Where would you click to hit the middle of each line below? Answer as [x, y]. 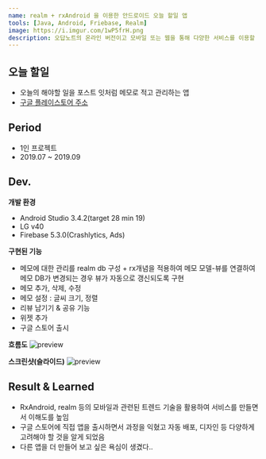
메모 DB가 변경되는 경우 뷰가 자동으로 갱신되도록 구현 [102, 278]
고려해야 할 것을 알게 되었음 [62, 437]
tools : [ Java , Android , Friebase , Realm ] [78, 23]
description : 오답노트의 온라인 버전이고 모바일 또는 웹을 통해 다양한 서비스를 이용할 [132, 38]
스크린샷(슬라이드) [37, 361]
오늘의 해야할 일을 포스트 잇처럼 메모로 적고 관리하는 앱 [104, 93]
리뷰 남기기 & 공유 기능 [55, 307]
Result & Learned [51, 387]
